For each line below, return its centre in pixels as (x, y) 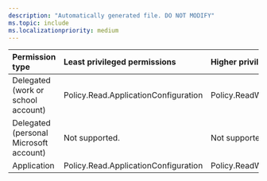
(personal (30, 133)
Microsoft (30, 143)
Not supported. (92, 138)
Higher (223, 62)
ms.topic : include (39, 23)
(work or (28, 90)
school (25, 100)
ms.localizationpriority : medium (64, 30)
